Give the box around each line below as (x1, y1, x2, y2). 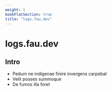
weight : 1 (5, 7, 26, 12)
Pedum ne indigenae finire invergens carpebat (12, 71, 108, 77)
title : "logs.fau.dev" (5, 16, 52, 21)
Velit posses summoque (12, 76, 62, 82)
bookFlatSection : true (5, 12, 52, 17)
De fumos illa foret (12, 82, 51, 88)
